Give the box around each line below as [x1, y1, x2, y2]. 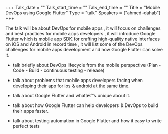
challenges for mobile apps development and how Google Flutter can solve [5, 47, 163, 52]
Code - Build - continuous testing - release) [12, 67, 105, 73]
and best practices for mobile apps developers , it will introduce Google [5, 31, 156, 36]
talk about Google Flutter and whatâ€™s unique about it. [12, 93, 131, 98]
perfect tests [12, 123, 40, 129]
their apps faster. [12, 108, 49, 114]
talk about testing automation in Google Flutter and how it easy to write [12, 118, 162, 124]
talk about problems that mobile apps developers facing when [12, 77, 143, 83]
